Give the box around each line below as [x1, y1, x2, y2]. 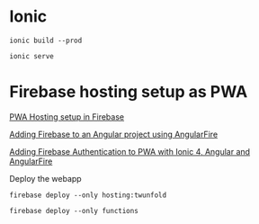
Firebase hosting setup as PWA [9, 82, 248, 103]
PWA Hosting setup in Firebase [9, 111, 124, 122]
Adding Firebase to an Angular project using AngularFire [9, 129, 219, 139]
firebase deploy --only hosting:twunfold [9, 191, 167, 200]
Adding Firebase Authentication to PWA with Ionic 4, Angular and [9, 146, 250, 157]
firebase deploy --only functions [9, 206, 139, 215]
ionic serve [9, 51, 54, 60]
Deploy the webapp [9, 173, 83, 184]
